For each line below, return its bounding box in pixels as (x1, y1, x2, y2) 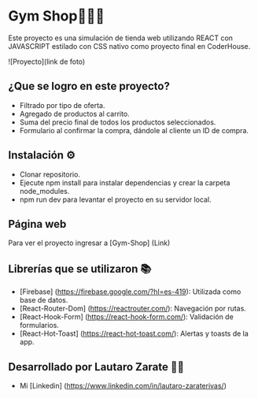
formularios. (19, 321, 59, 330)
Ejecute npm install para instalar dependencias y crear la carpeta (19, 177, 230, 188)
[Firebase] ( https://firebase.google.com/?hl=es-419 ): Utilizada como (19, 287, 241, 296)
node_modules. (19, 186, 70, 195)
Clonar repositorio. (19, 169, 81, 179)
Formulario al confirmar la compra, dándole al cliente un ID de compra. (19, 125, 249, 135)
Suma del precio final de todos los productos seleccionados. (19, 117, 216, 127)
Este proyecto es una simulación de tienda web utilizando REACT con (8, 33, 234, 43)
